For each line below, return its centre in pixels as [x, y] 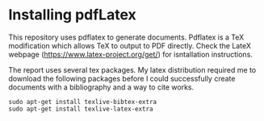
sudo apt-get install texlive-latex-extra [81, 109]
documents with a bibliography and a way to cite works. [101, 87]
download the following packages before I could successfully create [122, 78]
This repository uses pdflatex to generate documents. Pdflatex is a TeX [126, 37]
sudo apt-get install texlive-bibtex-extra [83, 102]
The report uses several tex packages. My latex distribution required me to [132, 69]
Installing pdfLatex [73, 15]
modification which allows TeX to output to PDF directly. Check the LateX [130, 45]
